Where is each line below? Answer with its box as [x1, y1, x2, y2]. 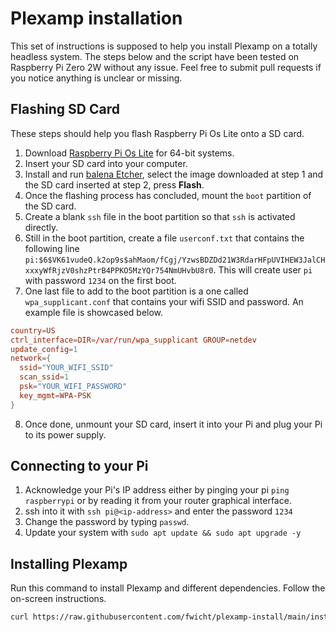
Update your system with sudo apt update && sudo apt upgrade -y [24, 527, 302, 539]
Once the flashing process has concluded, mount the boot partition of [24, 189, 312, 201]
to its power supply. [24, 428, 107, 441]
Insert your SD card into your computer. [24, 157, 188, 169]
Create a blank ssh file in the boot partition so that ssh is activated [24, 210, 296, 222]
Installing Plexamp [10, 555, 128, 572]
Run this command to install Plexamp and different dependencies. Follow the [10, 582, 326, 594]
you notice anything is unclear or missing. [10, 72, 183, 84]
